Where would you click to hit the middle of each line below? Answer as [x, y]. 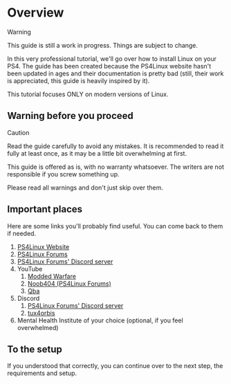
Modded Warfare [52, 276]
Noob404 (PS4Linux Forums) [70, 283]
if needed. [22, 233]
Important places [45, 209]
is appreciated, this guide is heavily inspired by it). [78, 80]
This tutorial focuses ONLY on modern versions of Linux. [88, 94]
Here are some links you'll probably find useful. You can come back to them [115, 226]
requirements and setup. [42, 373]
